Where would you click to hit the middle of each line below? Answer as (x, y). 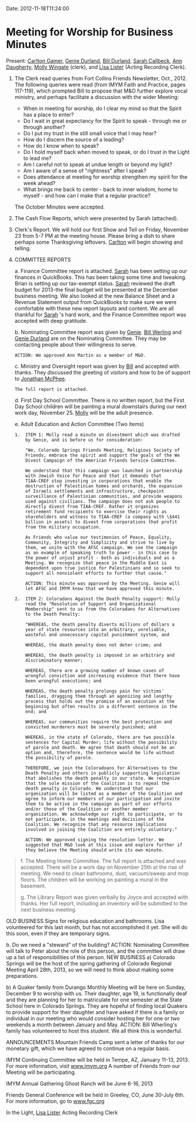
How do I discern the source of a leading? (74, 139)
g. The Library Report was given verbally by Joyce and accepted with (104, 897)
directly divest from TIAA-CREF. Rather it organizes (92, 506)
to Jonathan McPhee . (40, 378)
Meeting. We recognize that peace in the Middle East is (96, 563)
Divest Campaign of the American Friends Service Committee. (101, 460)
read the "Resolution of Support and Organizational (91, 604)
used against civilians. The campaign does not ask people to (103, 501)
